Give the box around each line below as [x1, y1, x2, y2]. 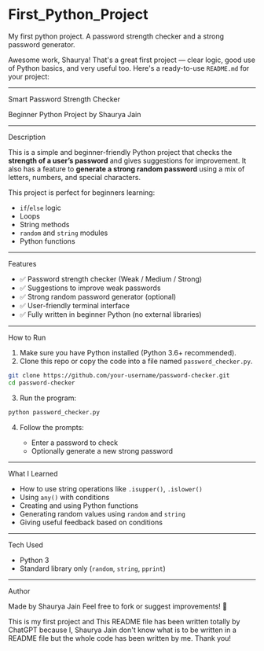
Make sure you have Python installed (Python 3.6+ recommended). [19, 348, 237, 357]
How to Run [8, 333, 46, 342]
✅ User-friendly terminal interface [19, 300, 130, 310]
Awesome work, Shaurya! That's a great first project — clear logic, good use [8, 55, 255, 64]
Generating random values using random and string [19, 509, 186, 518]
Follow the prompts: [19, 422, 84, 432]
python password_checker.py [8, 408, 101, 416]
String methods [19, 219, 70, 229]
